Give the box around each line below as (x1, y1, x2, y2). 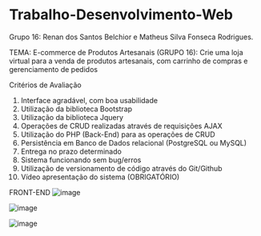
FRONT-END (9, 187, 51, 197)
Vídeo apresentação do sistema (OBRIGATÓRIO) (20, 172, 180, 182)
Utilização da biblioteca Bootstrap (20, 104, 133, 114)
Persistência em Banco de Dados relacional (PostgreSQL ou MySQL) (20, 138, 247, 147)
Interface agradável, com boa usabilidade (20, 95, 159, 105)
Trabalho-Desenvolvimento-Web (9, 6, 234, 24)
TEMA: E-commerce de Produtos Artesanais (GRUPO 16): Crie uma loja (9, 47, 243, 57)
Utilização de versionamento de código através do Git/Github (20, 163, 223, 173)
